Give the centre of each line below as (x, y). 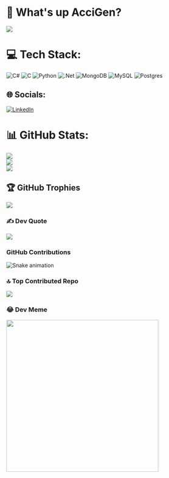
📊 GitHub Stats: (48, 135)
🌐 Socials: (26, 95)
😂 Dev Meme (27, 310)
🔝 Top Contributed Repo (43, 281)
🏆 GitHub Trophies (43, 188)
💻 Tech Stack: (44, 55)
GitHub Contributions (39, 252)
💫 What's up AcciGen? (64, 12)
